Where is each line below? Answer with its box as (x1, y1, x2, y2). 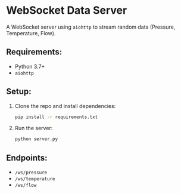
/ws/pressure (14, 170, 48, 176)
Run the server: (14, 125, 53, 132)
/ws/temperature (14, 176, 55, 182)
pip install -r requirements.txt (14, 114, 98, 120)
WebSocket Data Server (6, 4, 127, 17)
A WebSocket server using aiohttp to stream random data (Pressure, (6, 23, 176, 30)
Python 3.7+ (14, 63, 45, 70)
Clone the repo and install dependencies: (14, 102, 116, 109)
